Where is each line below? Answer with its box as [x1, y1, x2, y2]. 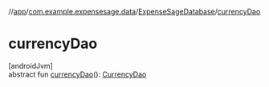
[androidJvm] [8, 61, 54, 70]
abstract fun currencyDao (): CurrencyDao [8, 69, 147, 79]
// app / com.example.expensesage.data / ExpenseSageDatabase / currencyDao [8, 7, 261, 16]
